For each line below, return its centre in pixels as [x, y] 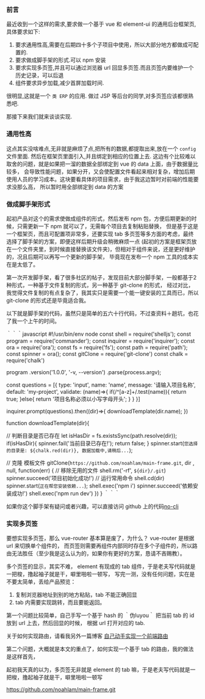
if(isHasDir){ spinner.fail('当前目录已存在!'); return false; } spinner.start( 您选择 [102, 443]
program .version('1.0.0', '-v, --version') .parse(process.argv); [84, 372]
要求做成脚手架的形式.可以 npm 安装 [60, 60]
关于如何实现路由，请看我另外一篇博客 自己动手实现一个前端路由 [87, 636]
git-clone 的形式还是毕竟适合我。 [48, 300]
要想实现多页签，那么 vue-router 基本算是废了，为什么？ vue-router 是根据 [100, 538]
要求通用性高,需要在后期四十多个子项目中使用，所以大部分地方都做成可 [104, 45]
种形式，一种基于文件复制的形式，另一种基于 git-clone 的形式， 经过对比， [100, 285]
